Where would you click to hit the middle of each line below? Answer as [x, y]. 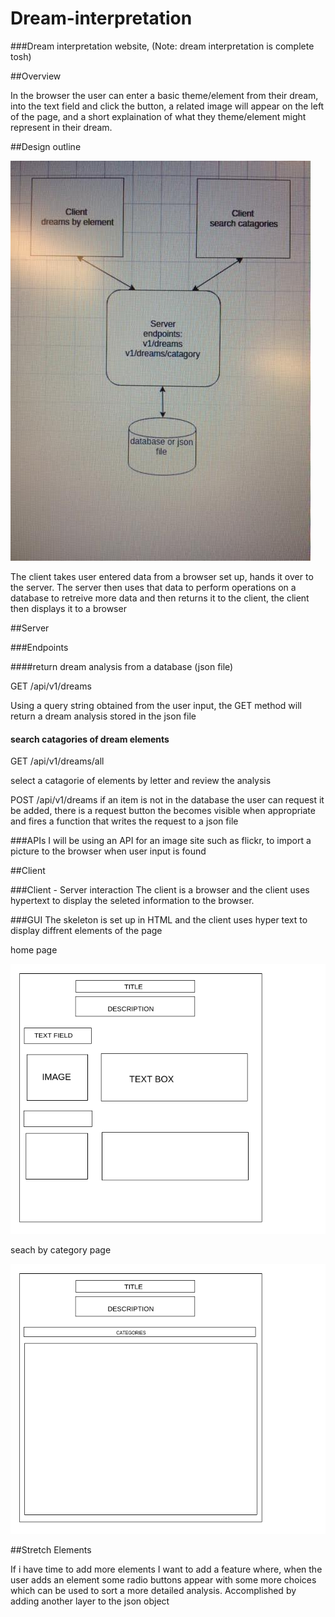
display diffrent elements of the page [86, 931]
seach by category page [61, 1250]
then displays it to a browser [68, 608]
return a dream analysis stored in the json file [103, 716]
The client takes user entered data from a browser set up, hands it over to [162, 576]
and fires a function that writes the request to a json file [124, 821]
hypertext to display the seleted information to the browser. [132, 901]
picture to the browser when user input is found [108, 851]
